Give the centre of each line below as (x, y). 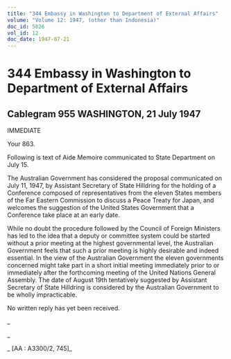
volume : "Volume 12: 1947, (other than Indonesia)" (83, 20)
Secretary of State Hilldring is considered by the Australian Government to (113, 288)
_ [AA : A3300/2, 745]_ (40, 349)
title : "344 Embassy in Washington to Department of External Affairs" (113, 14)
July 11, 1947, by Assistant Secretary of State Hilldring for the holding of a (112, 186)
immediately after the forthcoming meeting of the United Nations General (112, 273)
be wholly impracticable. (42, 295)
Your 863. (22, 144)
